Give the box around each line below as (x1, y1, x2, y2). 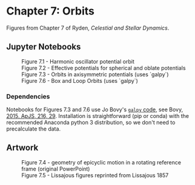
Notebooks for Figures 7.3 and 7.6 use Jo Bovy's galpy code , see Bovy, (6, 106, 183, 113)
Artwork (6, 143, 39, 153)
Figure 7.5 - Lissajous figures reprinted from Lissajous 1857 (21, 171, 169, 179)
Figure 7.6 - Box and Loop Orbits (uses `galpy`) (21, 77, 138, 84)
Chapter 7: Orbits (6, 4, 95, 18)
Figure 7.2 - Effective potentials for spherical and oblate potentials (21, 64, 186, 71)
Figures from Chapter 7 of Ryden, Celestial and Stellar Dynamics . (6, 24, 170, 31)
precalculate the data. (6, 125, 61, 132)
